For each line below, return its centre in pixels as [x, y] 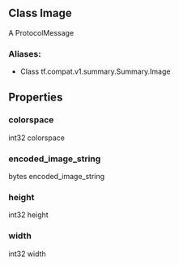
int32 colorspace [36, 138]
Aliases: [25, 53]
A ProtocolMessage [41, 32]
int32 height [28, 215]
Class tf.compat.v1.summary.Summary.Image [95, 71]
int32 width [27, 254]
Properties [36, 97]
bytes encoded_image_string [57, 177]
